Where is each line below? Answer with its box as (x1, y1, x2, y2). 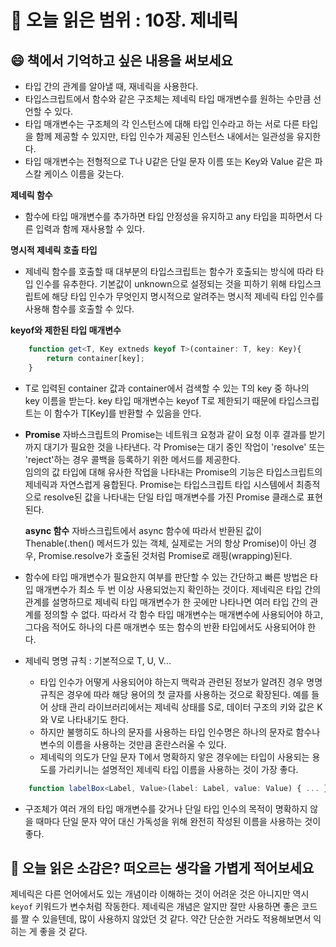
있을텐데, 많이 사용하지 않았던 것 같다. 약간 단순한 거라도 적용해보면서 (41, 913, 312, 925)
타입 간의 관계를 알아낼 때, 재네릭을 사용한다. (24, 81, 199, 92)
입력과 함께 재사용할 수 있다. (35, 223, 145, 235)
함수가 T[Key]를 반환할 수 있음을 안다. (54, 407, 202, 419)
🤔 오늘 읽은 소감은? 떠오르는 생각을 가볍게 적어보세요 (10, 859, 315, 876)
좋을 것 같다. (39, 926, 88, 938)
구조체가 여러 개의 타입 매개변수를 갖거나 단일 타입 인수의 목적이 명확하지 (24, 802, 308, 815)
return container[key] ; (46, 353, 145, 363)
